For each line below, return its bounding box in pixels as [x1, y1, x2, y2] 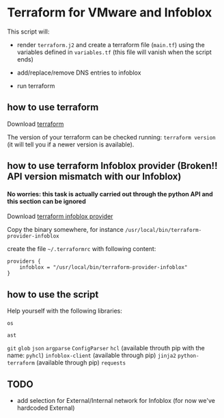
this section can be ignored [7, 197, 87, 205]
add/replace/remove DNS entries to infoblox [16, 68, 141, 77]
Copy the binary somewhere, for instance [7, 226, 124, 234]
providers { [7, 258, 41, 265]
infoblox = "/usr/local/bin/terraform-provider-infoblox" [19, 264, 188, 271]
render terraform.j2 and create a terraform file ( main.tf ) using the [16, 40, 205, 49]
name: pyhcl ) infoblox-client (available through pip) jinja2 [7, 351, 176, 360]
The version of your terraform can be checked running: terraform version [7, 133, 216, 141]
